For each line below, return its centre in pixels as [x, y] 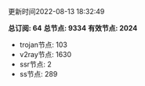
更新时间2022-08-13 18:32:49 [56, 11]
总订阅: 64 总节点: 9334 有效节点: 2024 [73, 28]
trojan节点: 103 [43, 45]
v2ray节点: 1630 [45, 54]
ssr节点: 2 [36, 64]
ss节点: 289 [38, 74]
